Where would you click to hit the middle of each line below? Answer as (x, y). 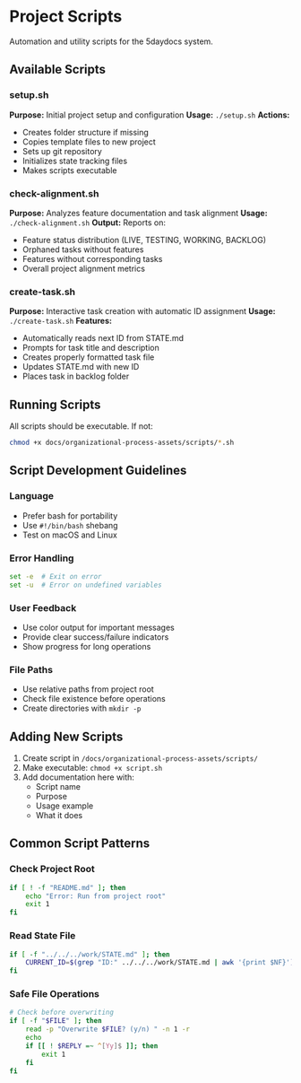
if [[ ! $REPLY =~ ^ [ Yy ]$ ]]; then (92, 1046)
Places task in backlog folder (76, 376)
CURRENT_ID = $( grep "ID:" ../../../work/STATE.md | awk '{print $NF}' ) (160, 963)
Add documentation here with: (78, 777)
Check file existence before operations (94, 699)
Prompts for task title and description (90, 348)
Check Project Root (52, 869)
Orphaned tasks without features (83, 249)
